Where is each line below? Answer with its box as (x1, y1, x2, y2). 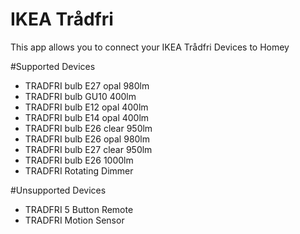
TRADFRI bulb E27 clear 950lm (24, 143, 153, 155)
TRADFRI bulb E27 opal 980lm (24, 79, 150, 92)
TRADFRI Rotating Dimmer (24, 164, 134, 177)
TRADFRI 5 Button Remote (24, 203, 134, 215)
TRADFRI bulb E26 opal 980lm (24, 133, 151, 145)
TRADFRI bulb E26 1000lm (24, 154, 134, 166)
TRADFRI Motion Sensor (24, 214, 125, 226)
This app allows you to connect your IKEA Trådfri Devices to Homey (10, 41, 290, 53)
